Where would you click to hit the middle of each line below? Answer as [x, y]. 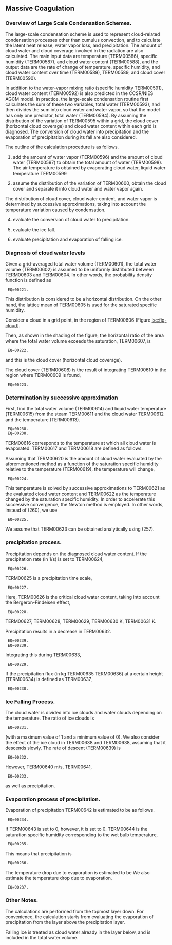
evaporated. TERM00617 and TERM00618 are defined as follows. [74, 448]
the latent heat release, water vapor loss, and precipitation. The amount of [84, 45]
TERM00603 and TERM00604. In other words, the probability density [79, 275]
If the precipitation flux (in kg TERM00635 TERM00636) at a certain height [84, 674]
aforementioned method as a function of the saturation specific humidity [82, 464]
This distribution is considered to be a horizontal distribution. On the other [83, 299]
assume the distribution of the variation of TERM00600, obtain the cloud [89, 183]
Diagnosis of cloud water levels [45, 253]
